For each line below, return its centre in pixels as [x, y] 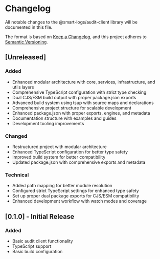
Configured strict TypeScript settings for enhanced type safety [76, 191]
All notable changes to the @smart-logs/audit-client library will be [71, 22]
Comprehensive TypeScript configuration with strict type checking [79, 92]
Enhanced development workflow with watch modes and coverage [79, 201]
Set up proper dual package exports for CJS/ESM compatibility [76, 196]
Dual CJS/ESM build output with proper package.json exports [74, 97]
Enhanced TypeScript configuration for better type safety [70, 151]
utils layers [23, 87]
